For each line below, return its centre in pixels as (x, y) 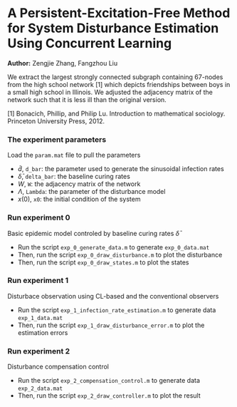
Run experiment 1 (38, 281)
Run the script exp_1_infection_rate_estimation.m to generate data (117, 310)
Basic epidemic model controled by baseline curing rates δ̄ (94, 233)
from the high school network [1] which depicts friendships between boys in (119, 84)
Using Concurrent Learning (90, 43)
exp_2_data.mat (40, 389)
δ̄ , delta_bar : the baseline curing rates (74, 177)
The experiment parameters (57, 139)
